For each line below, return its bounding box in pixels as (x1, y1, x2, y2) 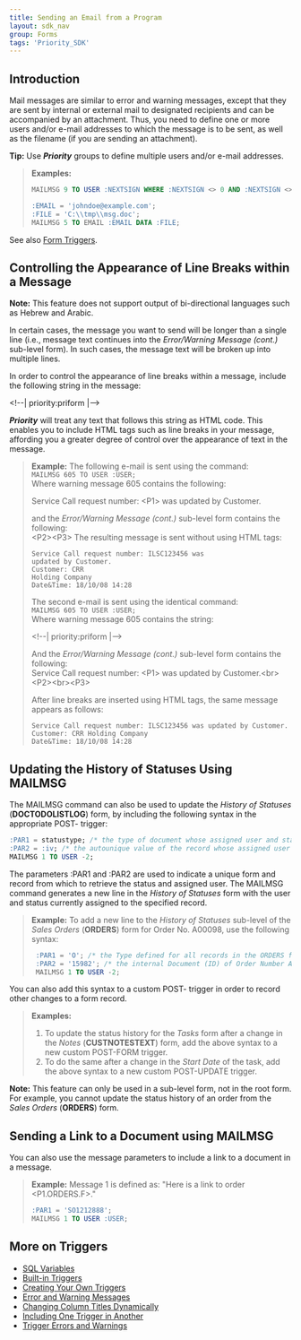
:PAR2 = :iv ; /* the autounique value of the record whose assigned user (9, 844, 291, 853)
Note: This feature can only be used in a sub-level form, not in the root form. (9, 1084, 292, 1094)
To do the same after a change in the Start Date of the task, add (44, 1057, 280, 1068)
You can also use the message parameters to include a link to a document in (9, 1153, 291, 1163)
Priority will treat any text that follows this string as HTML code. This (9, 415, 263, 426)
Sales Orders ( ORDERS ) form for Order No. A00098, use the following (30, 924, 289, 935)
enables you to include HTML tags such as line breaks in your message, (9, 425, 275, 436)
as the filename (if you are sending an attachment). (9, 134, 198, 144)
